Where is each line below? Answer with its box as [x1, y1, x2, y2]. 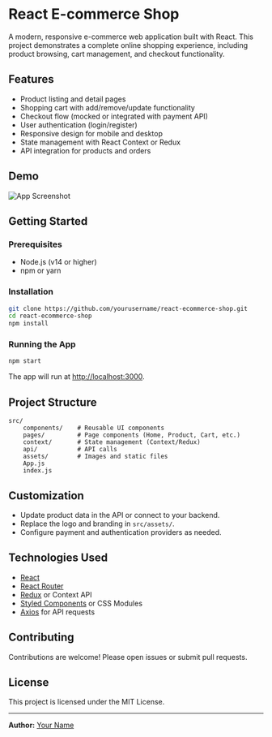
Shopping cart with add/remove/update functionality [19, 102, 196, 112]
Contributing [8, 631, 74, 644]
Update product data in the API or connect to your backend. [19, 510, 220, 519]
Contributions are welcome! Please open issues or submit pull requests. [8, 652, 248, 662]
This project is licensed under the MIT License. [8, 697, 165, 707]
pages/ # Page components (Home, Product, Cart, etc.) [23, 431, 241, 439]
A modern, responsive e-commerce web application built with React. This [8, 32, 253, 41]
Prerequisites [8, 239, 62, 250]
